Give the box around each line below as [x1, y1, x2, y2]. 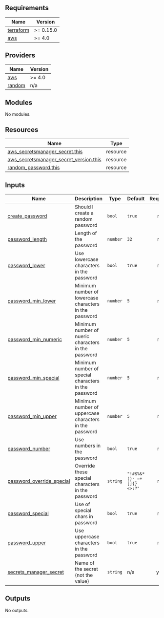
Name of [75, 559, 95, 566]
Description [75, 195, 102, 202]
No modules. [5, 111, 31, 117]
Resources [5, 126, 39, 134]
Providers [5, 51, 36, 60]
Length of [75, 230, 97, 236]
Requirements [5, 4, 49, 12]
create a [75, 210, 94, 216]
